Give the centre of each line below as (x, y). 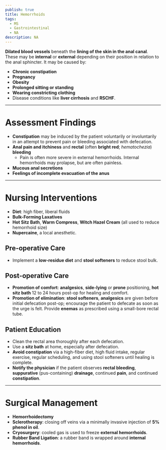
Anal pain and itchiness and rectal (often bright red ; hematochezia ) (82, 147)
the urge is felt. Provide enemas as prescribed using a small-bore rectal (85, 309)
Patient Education (33, 329)
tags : (11, 19)
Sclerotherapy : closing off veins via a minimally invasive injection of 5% (86, 422)
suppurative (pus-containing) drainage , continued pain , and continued (85, 373)
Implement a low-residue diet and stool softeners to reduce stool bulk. (85, 260)
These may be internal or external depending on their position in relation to (82, 56)
